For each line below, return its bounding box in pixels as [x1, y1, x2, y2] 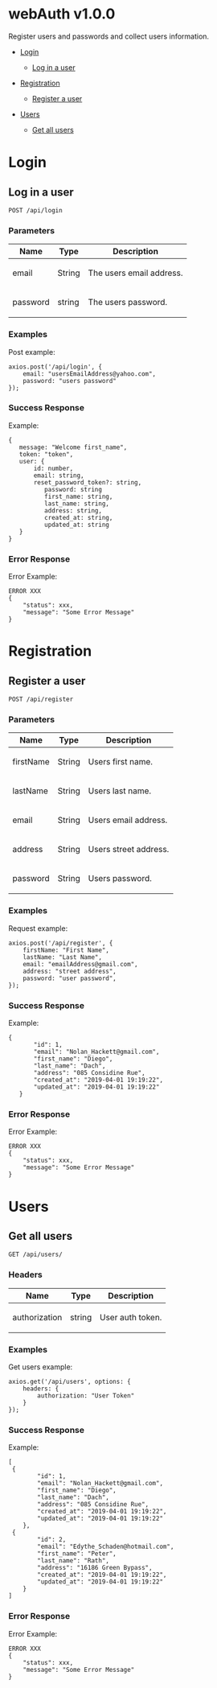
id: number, [33, 464, 74, 472]
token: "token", [18, 450, 74, 459]
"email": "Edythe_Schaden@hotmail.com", [37, 1542, 174, 1551]
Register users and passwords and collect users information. [8, 31, 210, 41]
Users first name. [88, 756, 154, 768]
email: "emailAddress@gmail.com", [23, 960, 138, 968]
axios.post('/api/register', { [8, 939, 113, 947]
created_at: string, [43, 513, 113, 521]
